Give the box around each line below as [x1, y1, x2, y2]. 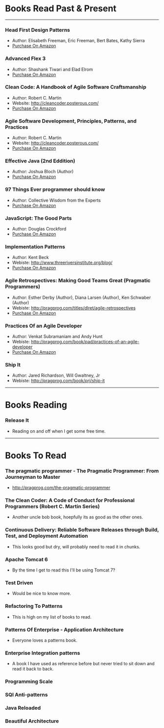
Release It [5, 417, 29, 424]
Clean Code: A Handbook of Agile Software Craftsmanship [5, 84, 146, 91]
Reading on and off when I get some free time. [12, 428, 106, 434]
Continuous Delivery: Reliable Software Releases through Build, [5, 526, 159, 533]
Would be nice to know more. [12, 591, 72, 597]
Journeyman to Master [5, 473, 61, 480]
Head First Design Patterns [5, 26, 70, 33]
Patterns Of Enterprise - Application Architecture [5, 626, 124, 633]
